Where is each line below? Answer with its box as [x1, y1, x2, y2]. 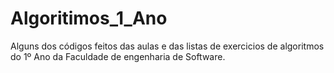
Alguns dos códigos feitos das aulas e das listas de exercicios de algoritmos [10, 40, 325, 52]
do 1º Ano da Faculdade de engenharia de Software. [10, 50, 226, 62]
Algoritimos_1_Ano [10, 7, 168, 30]
